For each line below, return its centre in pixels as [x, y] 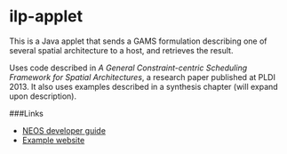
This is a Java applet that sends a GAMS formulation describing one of [139, 41]
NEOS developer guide [64, 130]
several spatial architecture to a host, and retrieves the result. [121, 50]
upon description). [43, 96]
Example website [53, 140]
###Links [27, 113]
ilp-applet [46, 16]
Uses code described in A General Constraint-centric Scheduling [128, 68]
